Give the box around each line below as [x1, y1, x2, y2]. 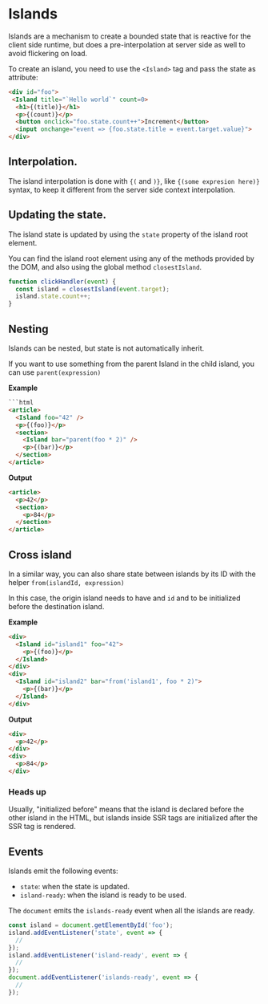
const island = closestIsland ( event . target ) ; [15, 285, 170, 293]
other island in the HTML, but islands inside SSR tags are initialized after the [8, 813, 258, 823]
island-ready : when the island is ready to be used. [19, 890, 186, 900]
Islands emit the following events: [8, 866, 118, 876]
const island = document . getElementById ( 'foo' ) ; [8, 921, 174, 929]
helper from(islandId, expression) [8, 577, 125, 587]
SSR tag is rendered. [8, 822, 76, 831]
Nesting [8, 322, 50, 335]
